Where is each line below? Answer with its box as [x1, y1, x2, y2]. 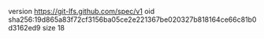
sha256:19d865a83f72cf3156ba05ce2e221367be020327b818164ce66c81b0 [8, 15, 257, 24]
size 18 [42, 23, 65, 32]
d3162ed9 [8, 23, 41, 32]
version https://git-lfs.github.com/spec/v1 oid [8, 7, 155, 16]
